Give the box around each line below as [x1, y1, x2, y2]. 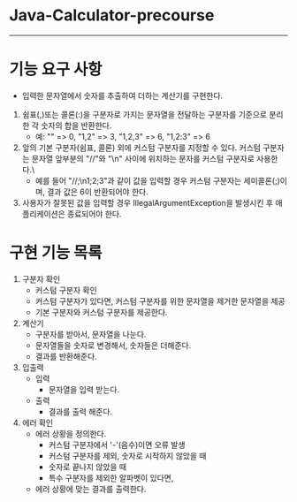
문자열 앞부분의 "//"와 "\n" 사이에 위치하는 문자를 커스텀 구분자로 [31, 153, 255, 164]
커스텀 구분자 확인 [34, 285, 97, 295]
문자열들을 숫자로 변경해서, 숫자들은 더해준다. [34, 339, 192, 350]
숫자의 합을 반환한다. [41, 120, 112, 131]
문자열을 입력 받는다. [48, 384, 120, 394]
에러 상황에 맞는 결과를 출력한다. [34, 483, 147, 494]
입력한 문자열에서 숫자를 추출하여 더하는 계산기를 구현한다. [21, 90, 224, 101]
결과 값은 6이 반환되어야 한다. [47, 186, 148, 197]
